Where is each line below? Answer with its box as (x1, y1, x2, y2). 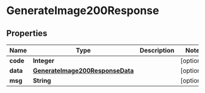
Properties (6, 28, 48, 39)
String (32, 76, 51, 84)
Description (139, 46, 175, 54)
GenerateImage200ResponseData (32, 67, 134, 75)
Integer (32, 56, 55, 65)
